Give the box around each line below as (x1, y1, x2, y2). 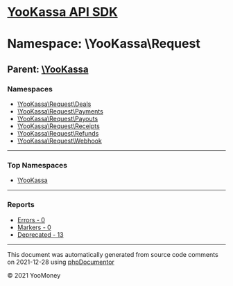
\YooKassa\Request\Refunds (17, 129, 99, 138)
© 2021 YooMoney (7, 271, 61, 279)
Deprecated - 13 (17, 230, 64, 239)
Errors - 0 (17, 215, 45, 224)
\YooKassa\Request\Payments (17, 107, 104, 116)
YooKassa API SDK (7, 4, 118, 20)
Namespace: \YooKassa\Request (7, 36, 201, 52)
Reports (7, 200, 35, 210)
